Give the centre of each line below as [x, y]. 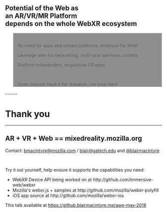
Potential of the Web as [42, 8]
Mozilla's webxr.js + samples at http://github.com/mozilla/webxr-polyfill [85, 190]
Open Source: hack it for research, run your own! [67, 84]
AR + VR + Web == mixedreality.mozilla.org [74, 138]
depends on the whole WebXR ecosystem [71, 24]
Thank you [28, 114]
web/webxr [24, 185]
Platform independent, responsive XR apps [61, 65]
